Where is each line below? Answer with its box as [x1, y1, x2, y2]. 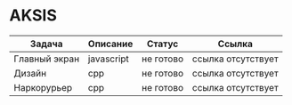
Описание [87, 37, 134, 50]
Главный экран [13, 52, 80, 65]
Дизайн [13, 67, 47, 79]
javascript [87, 52, 129, 65]
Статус [146, 37, 179, 50]
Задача [29, 37, 63, 50]
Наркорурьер [13, 81, 73, 93]
